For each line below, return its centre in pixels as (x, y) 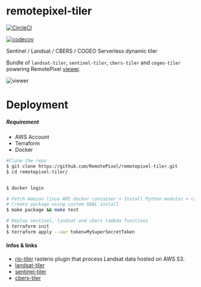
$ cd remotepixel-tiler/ (37, 172)
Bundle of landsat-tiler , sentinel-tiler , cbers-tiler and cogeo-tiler (94, 62)
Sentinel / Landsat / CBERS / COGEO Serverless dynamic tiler (82, 51)
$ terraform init (28, 226)
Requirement (23, 122)
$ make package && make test (42, 210)
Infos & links (22, 246)
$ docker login (25, 188)
